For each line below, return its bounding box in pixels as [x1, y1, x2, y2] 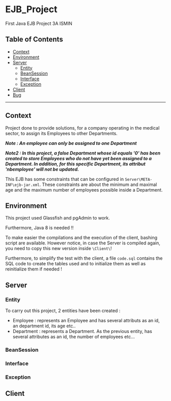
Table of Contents [5, 35, 64, 44]
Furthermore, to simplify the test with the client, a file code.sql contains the [5, 255, 163, 261]
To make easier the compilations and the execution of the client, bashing [5, 235, 158, 241]
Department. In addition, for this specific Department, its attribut [5, 161, 146, 167]
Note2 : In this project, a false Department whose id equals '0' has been [5, 150, 161, 156]
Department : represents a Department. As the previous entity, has [12, 328, 153, 334]
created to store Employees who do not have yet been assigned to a [5, 155, 152, 161]
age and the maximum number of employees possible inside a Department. [5, 187, 163, 193]
